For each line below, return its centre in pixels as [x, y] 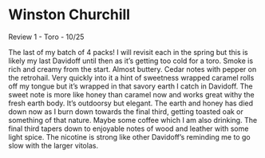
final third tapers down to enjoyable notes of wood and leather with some [129, 128]
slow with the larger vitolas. [53, 145]
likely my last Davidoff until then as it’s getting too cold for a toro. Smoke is [131, 61]
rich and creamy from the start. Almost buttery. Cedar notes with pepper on [132, 69]
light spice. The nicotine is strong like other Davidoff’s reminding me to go [129, 136]
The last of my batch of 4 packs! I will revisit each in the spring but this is [129, 52]
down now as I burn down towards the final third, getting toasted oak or [126, 111]
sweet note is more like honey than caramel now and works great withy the [132, 94]
